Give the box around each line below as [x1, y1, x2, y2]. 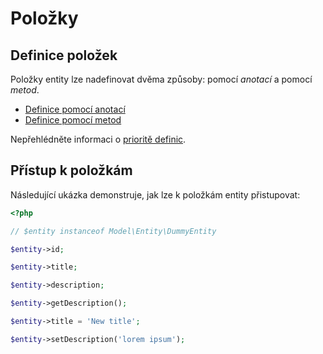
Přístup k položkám [10, 162, 133, 179]
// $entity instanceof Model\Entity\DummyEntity [10, 226, 217, 236]
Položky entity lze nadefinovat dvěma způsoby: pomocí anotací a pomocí [10, 73, 313, 85]
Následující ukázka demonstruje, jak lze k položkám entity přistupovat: [10, 188, 301, 201]
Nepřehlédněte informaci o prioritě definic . [10, 133, 187, 145]
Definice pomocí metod [24, 114, 122, 126]
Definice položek [10, 47, 118, 64]
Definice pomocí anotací [24, 103, 126, 115]
